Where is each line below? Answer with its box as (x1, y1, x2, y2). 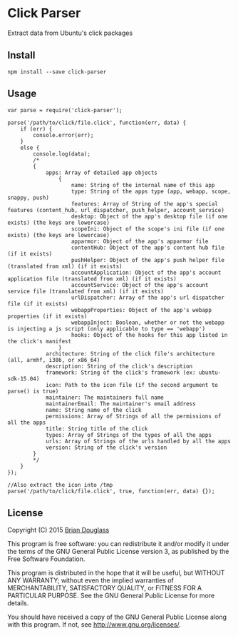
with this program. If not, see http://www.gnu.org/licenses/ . (7, 620, 182, 629)
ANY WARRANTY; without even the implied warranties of (7, 576, 175, 585)
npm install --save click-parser (7, 68, 107, 76)
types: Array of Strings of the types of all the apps (45, 431, 212, 438)
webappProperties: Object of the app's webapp (71, 306, 212, 313)
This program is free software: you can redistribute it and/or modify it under (7, 540, 229, 548)
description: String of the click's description (45, 363, 193, 370)
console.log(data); (33, 150, 91, 158)
